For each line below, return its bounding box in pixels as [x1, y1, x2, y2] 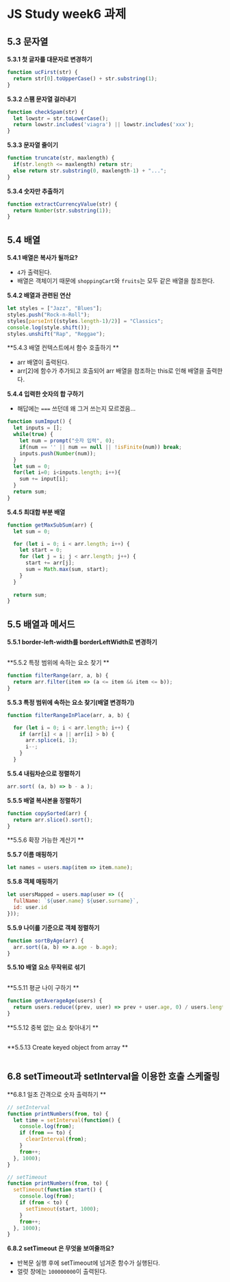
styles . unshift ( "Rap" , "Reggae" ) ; [7, 330, 106, 337]
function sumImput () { [7, 418, 72, 425]
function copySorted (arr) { [7, 810, 88, 817]
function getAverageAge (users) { [7, 997, 103, 1004]
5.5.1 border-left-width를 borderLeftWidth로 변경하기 [7, 638, 157, 646]
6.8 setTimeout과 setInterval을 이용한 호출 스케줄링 [7, 1071, 220, 1083]
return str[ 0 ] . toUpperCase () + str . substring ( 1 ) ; [13, 75, 157, 82]
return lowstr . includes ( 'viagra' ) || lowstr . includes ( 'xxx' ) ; [13, 121, 194, 128]
